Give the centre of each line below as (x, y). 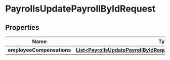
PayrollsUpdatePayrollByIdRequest (80, 9)
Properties (22, 27)
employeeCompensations (39, 50)
